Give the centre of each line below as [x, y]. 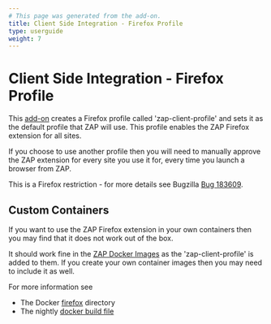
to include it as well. [42, 271]
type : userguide [36, 31]
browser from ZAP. [40, 169]
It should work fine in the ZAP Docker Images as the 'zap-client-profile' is [131, 254]
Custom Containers [59, 210]
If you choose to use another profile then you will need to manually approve [135, 152]
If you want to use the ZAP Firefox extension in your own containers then [130, 229]
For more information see [51, 287]
